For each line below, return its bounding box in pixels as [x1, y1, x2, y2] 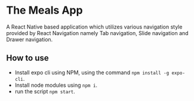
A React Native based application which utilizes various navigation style [6, 23, 183, 30]
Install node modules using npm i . [14, 81, 97, 89]
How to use [6, 53, 49, 63]
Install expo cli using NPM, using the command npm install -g [14, 69, 170, 76]
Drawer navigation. [6, 36, 53, 43]
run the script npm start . [14, 87, 76, 95]
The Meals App [6, 4, 83, 17]
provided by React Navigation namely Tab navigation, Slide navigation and [6, 29, 189, 36]
